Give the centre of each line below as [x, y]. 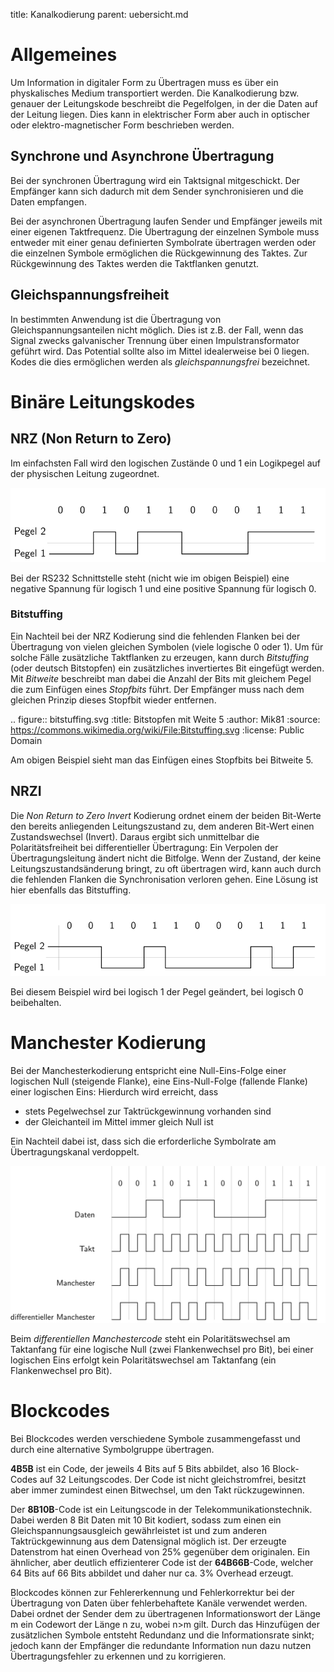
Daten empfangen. [48, 201]
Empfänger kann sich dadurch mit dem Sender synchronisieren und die [157, 191]
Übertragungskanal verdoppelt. [75, 1151]
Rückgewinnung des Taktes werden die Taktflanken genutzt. [135, 263]
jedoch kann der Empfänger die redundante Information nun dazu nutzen [161, 1645]
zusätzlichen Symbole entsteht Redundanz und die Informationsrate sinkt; [162, 1635]
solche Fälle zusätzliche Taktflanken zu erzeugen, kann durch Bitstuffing [160, 657]
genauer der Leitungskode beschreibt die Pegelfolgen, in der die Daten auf [164, 103]
